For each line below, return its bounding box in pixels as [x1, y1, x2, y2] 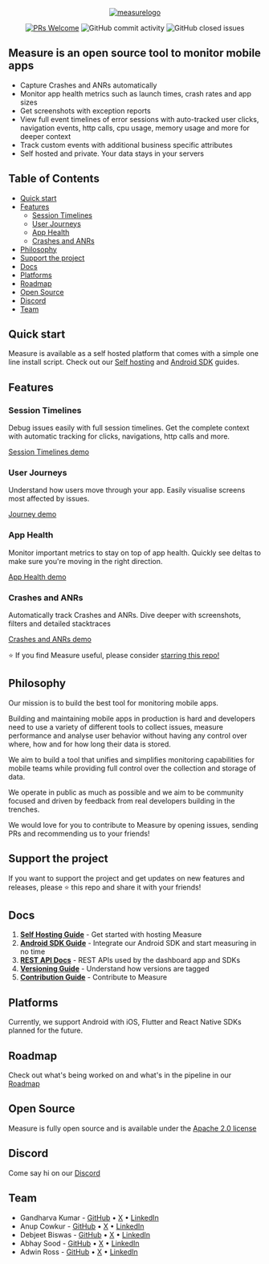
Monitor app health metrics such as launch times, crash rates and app [19, 88, 251, 98]
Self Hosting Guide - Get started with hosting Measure [19, 930, 202, 939]
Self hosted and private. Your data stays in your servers [19, 149, 205, 158]
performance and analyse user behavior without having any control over [8, 730, 247, 740]
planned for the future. [8, 1025, 83, 1036]
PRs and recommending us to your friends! [8, 828, 150, 838]
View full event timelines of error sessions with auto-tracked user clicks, [19, 114, 259, 124]
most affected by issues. [8, 494, 90, 504]
